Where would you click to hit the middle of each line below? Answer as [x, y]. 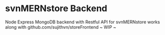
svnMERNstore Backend [56, 9]
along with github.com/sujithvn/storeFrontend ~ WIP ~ [61, 27]
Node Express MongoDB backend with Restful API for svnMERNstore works [82, 22]
